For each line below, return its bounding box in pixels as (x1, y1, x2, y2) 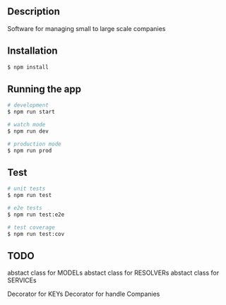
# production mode (7, 140, 61, 148)
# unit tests (7, 185, 46, 193)
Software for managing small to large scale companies (7, 24, 166, 32)
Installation (7, 45, 58, 57)
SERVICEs (7, 276, 37, 285)
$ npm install (7, 64, 49, 71)
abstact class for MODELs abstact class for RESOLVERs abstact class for (7, 268, 220, 277)
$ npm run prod (7, 147, 52, 154)
